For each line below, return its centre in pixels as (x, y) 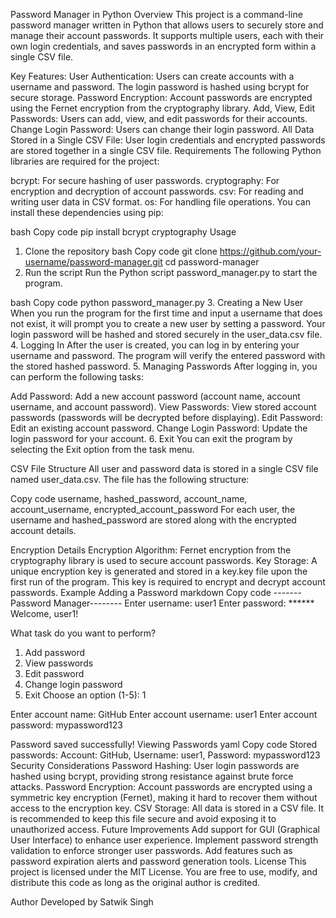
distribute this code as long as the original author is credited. (135, 882)
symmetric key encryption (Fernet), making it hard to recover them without (164, 797)
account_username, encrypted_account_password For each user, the (153, 509)
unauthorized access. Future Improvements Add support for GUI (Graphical (165, 829)
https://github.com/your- (270, 251)
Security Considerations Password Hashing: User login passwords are (155, 765)
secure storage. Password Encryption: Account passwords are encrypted (161, 97)
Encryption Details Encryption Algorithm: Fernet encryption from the (151, 550)
